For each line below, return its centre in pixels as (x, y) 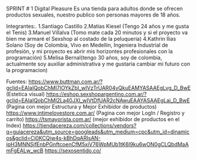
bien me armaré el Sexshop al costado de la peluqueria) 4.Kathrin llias (91, 39)
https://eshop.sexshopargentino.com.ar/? (96, 94)
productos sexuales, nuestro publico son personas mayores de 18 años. (93, 15)
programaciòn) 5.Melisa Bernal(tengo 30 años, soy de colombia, (84, 58)
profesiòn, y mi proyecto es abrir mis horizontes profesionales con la (89, 51)
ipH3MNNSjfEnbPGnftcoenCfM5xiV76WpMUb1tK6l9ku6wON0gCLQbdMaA (97, 144)
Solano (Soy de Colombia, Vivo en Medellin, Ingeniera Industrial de (87, 45)
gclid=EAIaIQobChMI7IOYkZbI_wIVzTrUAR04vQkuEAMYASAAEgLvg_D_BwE (98, 88)
